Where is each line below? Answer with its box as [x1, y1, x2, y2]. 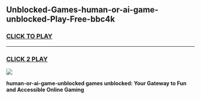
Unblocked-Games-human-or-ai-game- [6, 5, 159, 15]
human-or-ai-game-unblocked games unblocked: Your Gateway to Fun [6, 79, 187, 86]
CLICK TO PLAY [6, 32, 53, 41]
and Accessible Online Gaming [6, 86, 84, 93]
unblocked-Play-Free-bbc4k [6, 14, 115, 25]
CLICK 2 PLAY [6, 55, 48, 63]
